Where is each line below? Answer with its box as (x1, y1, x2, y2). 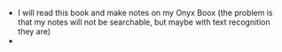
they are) (17, 26, 51, 36)
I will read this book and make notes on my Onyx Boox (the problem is (17, 8, 273, 18)
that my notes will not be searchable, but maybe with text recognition (17, 17, 270, 27)
